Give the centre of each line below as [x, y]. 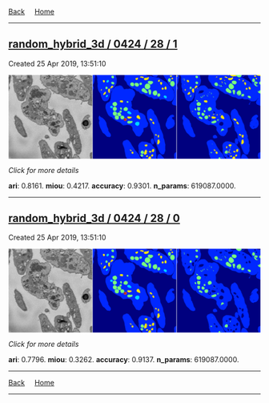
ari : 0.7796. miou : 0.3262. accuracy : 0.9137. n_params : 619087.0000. [124, 360]
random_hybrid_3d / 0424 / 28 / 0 [94, 218]
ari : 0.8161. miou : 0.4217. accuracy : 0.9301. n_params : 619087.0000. [122, 185]
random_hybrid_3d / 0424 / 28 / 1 [93, 44]
